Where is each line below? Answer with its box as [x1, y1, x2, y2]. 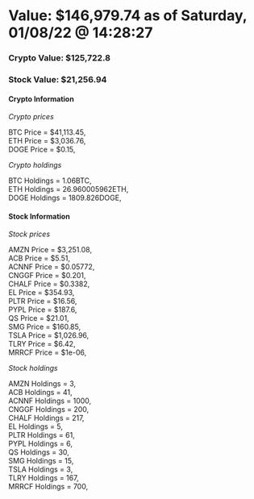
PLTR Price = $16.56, [8, 297, 77, 306]
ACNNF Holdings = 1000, [8, 396, 92, 405]
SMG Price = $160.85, [8, 322, 81, 332]
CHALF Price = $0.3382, [8, 279, 90, 289]
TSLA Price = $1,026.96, [8, 331, 90, 340]
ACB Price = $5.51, [8, 253, 71, 264]
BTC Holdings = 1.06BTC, [8, 176, 92, 185]
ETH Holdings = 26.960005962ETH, [8, 185, 129, 194]
